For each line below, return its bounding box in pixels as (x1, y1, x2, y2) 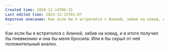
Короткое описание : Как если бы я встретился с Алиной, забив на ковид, (5, 16, 161, 21)
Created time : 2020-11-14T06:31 (5, 7, 73, 12)
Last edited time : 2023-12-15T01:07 (5, 12, 82, 17)
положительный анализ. (5, 41, 57, 47)
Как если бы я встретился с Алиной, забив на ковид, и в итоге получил (5, 30, 158, 36)
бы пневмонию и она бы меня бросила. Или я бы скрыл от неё (5, 35, 140, 41)
